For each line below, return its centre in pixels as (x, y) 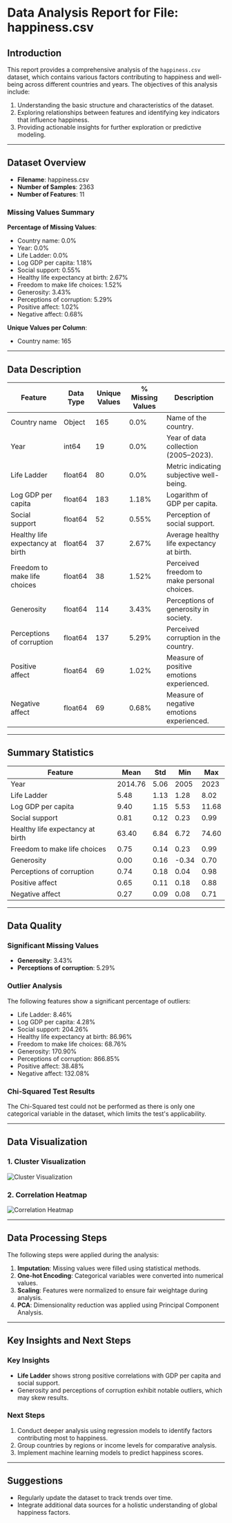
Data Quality (35, 926)
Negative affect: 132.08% (53, 1073)
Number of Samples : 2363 (56, 187)
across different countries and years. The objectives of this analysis (121, 84)
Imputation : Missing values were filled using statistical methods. (109, 1268)
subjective (183, 474)
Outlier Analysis (35, 986)
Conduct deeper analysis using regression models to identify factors (115, 1430)
